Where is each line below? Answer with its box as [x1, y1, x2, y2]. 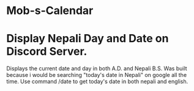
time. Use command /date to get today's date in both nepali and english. [6, 78, 188, 86]
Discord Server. [6, 45, 88, 59]
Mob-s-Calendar [6, 4, 94, 18]
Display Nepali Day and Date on [6, 32, 169, 46]
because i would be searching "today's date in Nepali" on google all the [6, 71, 187, 79]
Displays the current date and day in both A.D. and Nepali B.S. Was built [6, 65, 188, 72]
